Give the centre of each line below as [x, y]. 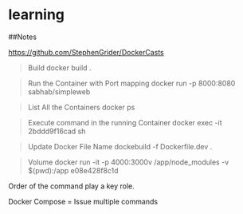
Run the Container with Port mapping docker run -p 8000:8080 [131, 83]
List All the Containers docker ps [81, 107]
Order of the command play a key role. [72, 186]
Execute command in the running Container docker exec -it [125, 122]
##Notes [23, 37]
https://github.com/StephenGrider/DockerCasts [86, 52]
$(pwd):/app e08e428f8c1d [73, 170]
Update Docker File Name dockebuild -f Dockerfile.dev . [120, 146]
